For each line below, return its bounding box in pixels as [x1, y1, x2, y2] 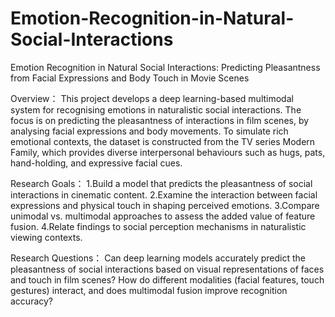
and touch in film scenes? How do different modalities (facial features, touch [10, 273, 325, 286]
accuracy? [10, 295, 54, 307]
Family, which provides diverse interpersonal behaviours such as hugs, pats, [10, 146, 326, 158]
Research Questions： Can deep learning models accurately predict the [10, 252, 306, 264]
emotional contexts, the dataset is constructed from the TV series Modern [10, 135, 316, 147]
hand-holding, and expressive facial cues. [10, 157, 183, 169]
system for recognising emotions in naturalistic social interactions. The [10, 103, 302, 116]
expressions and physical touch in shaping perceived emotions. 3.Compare [10, 199, 320, 211]
